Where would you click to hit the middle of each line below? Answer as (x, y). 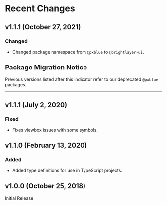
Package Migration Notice (46, 68)
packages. (16, 84)
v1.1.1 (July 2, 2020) (36, 105)
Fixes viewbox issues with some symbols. (55, 130)
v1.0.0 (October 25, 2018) (45, 186)
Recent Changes (40, 9)
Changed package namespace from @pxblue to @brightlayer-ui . (78, 52)
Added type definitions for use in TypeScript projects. (67, 171)
